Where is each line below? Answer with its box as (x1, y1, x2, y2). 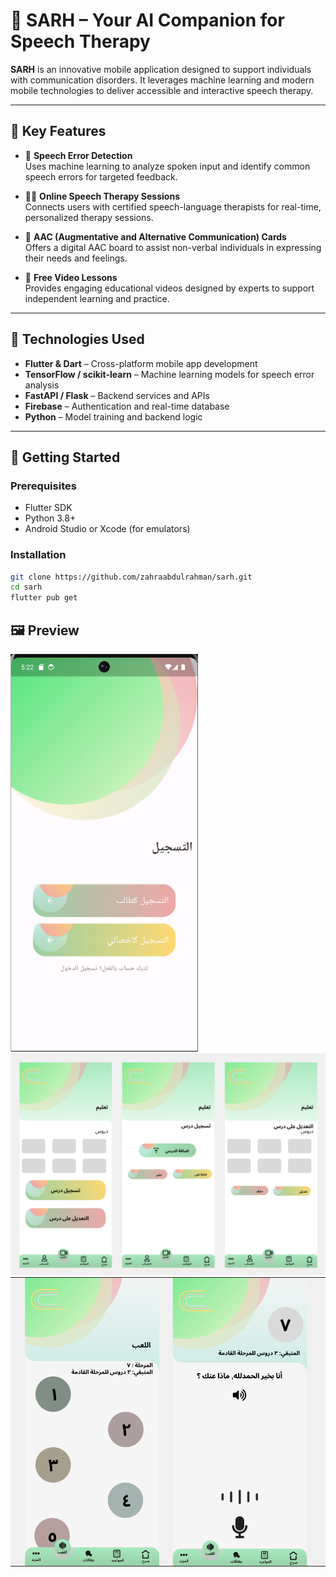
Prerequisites (10, 479, 77, 493)
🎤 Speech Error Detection (24, 149, 133, 161)
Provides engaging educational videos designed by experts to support (24, 282, 315, 294)
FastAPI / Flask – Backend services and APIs (24, 389, 210, 401)
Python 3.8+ (24, 512, 77, 524)
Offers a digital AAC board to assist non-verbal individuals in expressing (24, 241, 322, 253)
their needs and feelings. (24, 252, 128, 264)
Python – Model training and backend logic (24, 410, 203, 423)
